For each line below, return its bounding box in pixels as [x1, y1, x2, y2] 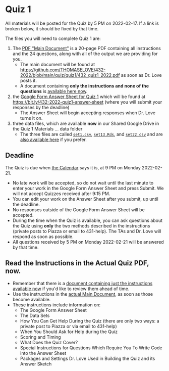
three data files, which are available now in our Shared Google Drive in [12, 120, 159, 126]
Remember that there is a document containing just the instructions [12, 280, 153, 286]
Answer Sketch [20, 360, 52, 367]
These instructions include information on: [12, 302, 101, 308]
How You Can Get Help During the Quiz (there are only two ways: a [20, 317, 160, 324]
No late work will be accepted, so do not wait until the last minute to [12, 179, 154, 185]
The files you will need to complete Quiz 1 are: [5, 35, 101, 41]
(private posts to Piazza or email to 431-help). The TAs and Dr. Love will [12, 228, 161, 234]
